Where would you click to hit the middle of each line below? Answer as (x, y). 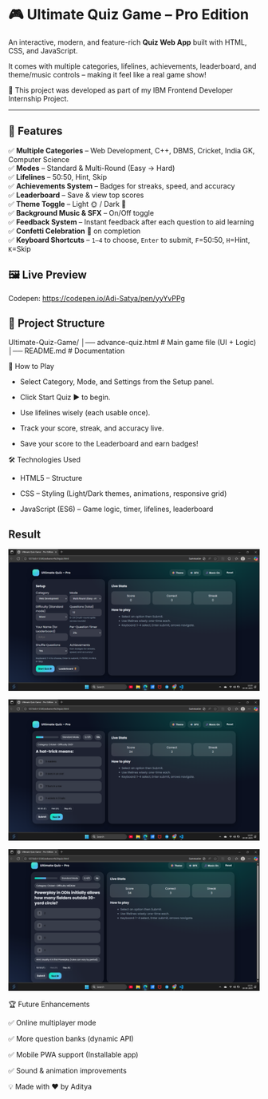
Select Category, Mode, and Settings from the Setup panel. (117, 382)
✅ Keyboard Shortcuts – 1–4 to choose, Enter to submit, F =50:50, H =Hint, (129, 240)
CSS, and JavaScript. (43, 50)
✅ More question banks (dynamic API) (71, 1038)
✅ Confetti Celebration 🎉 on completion (75, 231)
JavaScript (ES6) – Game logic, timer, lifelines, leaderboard (116, 509)
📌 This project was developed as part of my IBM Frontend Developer (121, 90)
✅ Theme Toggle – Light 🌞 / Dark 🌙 (67, 204)
